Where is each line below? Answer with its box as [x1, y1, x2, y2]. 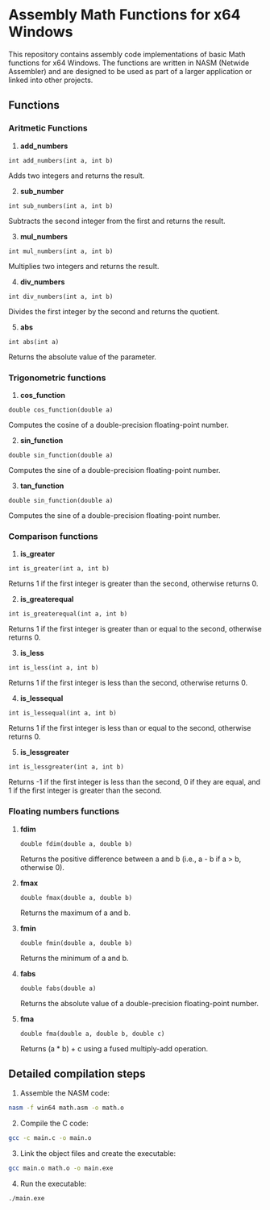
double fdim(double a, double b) [19, 839, 133, 847]
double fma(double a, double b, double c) [19, 1030, 165, 1038]
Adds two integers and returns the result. [8, 171, 145, 180]
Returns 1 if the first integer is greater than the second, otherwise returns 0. [8, 578, 259, 589]
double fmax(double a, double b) [19, 893, 133, 901]
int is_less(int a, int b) [8, 664, 99, 672]
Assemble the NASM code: [19, 1088, 110, 1098]
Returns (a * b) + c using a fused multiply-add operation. [19, 1043, 209, 1053]
